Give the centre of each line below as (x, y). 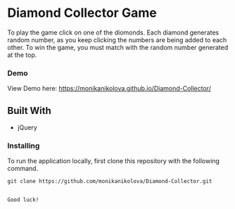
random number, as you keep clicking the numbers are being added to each (117, 39)
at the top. (22, 55)
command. (23, 169)
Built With (29, 110)
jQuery (27, 127)
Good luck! (23, 200)
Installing (24, 146)
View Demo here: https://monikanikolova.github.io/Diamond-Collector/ (109, 89)
